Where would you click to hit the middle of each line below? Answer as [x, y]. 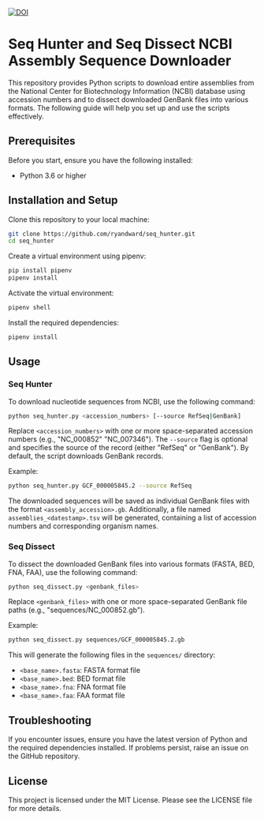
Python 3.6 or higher [53, 175]
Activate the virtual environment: [61, 293]
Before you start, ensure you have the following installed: [100, 160]
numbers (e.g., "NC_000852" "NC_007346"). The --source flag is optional [128, 439]
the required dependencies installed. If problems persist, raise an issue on [128, 748]
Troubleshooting [50, 720]
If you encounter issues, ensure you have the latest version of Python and [128, 739]
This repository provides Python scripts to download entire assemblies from [131, 82]
